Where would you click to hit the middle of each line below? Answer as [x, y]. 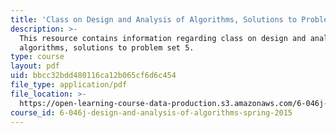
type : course [37, 57]
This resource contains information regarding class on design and [163, 38]
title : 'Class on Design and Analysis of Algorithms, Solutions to [154, 19]
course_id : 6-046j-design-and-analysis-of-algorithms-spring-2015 [151, 112]
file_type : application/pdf [69, 85]
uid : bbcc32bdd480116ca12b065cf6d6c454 [93, 76]
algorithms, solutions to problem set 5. [107, 47]
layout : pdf [35, 66]
